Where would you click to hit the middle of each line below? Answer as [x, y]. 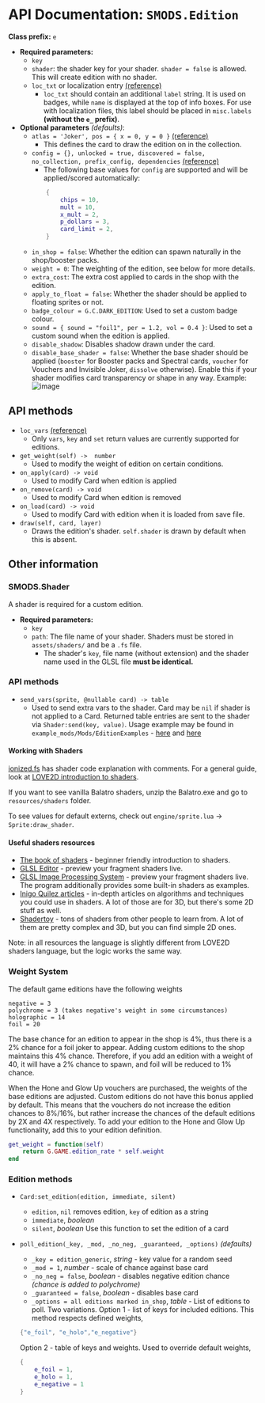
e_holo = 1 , [54, 1377]
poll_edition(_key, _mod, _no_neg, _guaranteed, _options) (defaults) [136, 1244]
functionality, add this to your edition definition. [85, 1130]
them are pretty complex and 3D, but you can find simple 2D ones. [128, 927]
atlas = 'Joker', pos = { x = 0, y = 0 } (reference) [120, 135]
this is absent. [54, 539]
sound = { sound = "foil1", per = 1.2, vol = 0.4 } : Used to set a [142, 328]
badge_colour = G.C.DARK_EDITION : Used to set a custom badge [134, 311]
